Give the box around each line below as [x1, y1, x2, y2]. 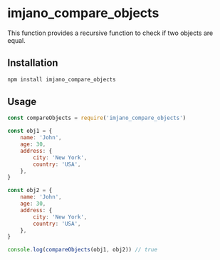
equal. [7, 36, 26, 44]
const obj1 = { [7, 127, 53, 135]
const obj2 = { [7, 187, 53, 194]
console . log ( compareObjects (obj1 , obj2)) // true [7, 246, 158, 254]
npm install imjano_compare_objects [7, 76, 116, 83]
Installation [7, 57, 58, 69]
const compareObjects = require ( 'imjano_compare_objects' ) [7, 114, 187, 122]
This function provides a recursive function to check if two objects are [7, 29, 214, 37]
